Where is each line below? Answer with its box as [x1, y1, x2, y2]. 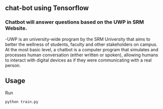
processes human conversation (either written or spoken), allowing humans [5, 52, 159, 58]
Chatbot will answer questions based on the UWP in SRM [5, 19, 144, 26]
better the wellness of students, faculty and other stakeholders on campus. [5, 41, 158, 47]
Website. [5, 25, 27, 32]
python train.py [5, 99, 38, 104]
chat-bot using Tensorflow [5, 4, 89, 12]
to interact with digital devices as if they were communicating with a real [5, 57, 152, 63]
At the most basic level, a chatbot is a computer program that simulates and [5, 46, 159, 52]
